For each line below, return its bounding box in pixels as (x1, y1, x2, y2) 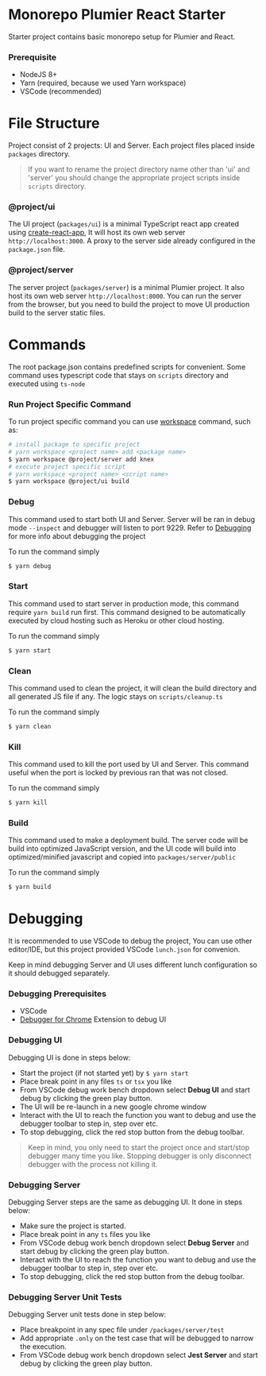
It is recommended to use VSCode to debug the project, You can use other (8, 936, 253, 946)
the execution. (19, 1342, 67, 1351)
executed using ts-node (8, 379, 86, 388)
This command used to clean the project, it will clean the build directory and (8, 683, 256, 693)
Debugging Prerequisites (8, 988, 107, 999)
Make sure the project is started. (19, 1221, 126, 1231)
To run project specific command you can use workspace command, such (8, 417, 252, 426)
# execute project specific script (8, 462, 126, 470)
